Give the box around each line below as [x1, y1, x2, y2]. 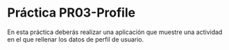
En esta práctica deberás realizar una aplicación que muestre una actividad [7, 28, 223, 36]
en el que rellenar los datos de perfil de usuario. [7, 35, 144, 43]
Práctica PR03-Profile [7, 5, 136, 21]
